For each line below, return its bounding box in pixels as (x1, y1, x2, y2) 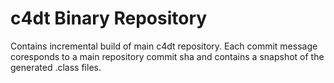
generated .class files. (10, 61, 102, 73)
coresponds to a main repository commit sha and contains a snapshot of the (10, 50, 325, 62)
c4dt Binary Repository (10, 7, 208, 30)
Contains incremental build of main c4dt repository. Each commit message (10, 40, 318, 52)
